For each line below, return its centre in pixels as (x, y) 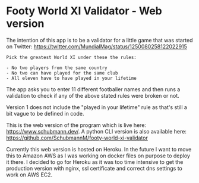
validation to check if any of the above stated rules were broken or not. (93, 95)
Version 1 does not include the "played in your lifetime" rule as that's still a (97, 107)
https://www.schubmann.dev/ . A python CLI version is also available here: (97, 131)
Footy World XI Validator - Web (84, 11)
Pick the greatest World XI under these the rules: (71, 57)
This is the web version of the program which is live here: (76, 125)
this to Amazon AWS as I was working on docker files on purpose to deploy (98, 156)
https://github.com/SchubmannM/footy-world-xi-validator (77, 138)
